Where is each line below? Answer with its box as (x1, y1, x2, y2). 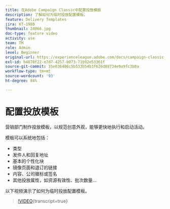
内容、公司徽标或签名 (12, 170, 57, 177)
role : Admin (5, 45, 30, 50)
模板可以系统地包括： (5, 134, 50, 141)
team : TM (5, 41, 24, 46)
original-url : (5, 54, 35, 60)
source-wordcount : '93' (5, 74, 56, 79)
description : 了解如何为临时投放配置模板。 (5, 12, 88, 17)
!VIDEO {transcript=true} (17, 198, 68, 204)
